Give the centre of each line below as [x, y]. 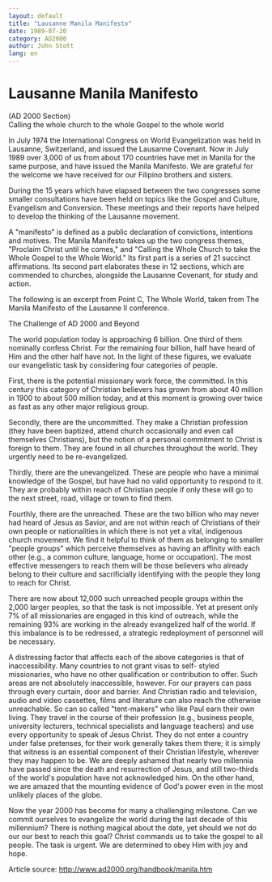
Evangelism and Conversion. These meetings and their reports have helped [134, 207]
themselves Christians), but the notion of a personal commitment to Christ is [136, 439]
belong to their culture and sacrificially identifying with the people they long [134, 574]
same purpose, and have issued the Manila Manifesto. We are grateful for [131, 166]
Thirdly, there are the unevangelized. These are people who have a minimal [134, 472]
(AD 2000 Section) [40, 116]
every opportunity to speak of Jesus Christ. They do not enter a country [128, 735]
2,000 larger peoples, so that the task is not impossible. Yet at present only [134, 607]
